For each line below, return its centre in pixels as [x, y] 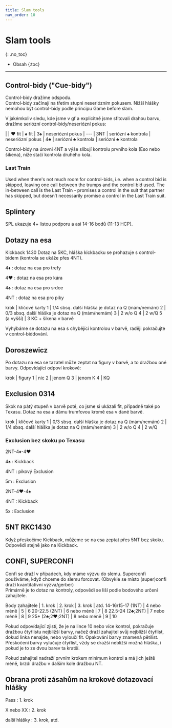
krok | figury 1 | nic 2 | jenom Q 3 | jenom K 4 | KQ [58, 378]
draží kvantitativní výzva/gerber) [40, 584]
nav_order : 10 [20, 15]
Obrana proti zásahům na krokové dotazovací [79, 680]
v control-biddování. [27, 334]
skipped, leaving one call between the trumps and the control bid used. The [85, 185]
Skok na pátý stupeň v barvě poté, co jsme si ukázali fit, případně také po [83, 406]
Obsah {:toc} [26, 64]
